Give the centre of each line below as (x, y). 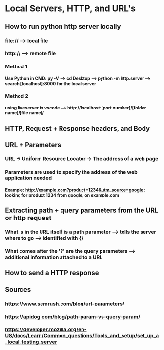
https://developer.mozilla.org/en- (46, 329)
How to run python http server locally (63, 27)
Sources (18, 290)
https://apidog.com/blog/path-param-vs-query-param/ (73, 317)
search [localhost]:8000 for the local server (51, 83)
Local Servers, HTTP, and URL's (70, 9)
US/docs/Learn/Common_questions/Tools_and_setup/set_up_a (82, 336)
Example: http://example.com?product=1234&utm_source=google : (75, 190)
